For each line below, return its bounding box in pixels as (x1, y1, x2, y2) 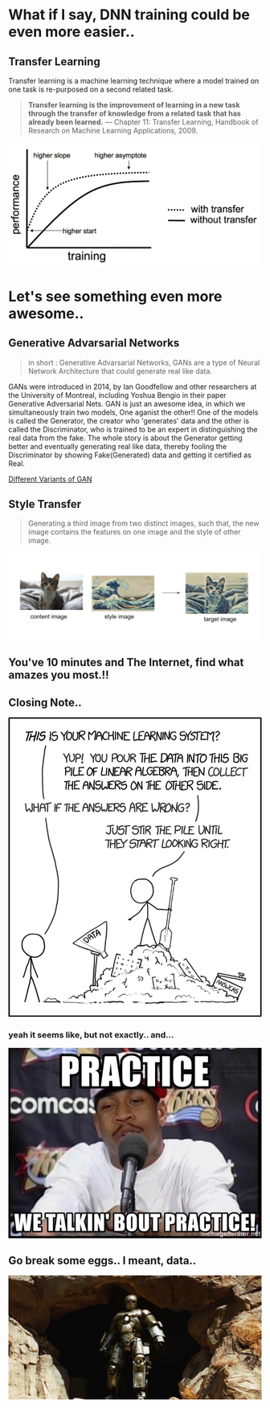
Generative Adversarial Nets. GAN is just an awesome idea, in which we (8, 399, 246, 408)
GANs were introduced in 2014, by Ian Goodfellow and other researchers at (8, 382, 257, 391)
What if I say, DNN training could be (8, 6, 251, 24)
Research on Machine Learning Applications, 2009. (27, 126, 198, 135)
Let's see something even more (8, 287, 223, 305)
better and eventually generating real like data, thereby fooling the (8, 441, 227, 451)
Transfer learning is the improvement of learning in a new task (27, 100, 240, 109)
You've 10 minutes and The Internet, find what (8, 656, 244, 669)
